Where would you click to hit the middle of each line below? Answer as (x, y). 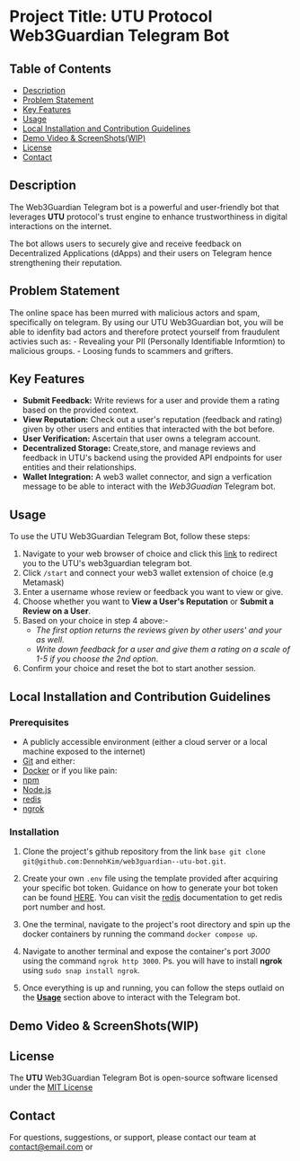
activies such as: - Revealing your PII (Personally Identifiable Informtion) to (147, 341)
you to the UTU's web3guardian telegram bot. (107, 563)
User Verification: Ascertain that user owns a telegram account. (141, 439)
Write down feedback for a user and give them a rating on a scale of (163, 650)
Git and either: (49, 760)
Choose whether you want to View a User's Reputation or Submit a (148, 602)
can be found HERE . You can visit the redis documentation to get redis (152, 898)
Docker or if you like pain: (70, 770)
